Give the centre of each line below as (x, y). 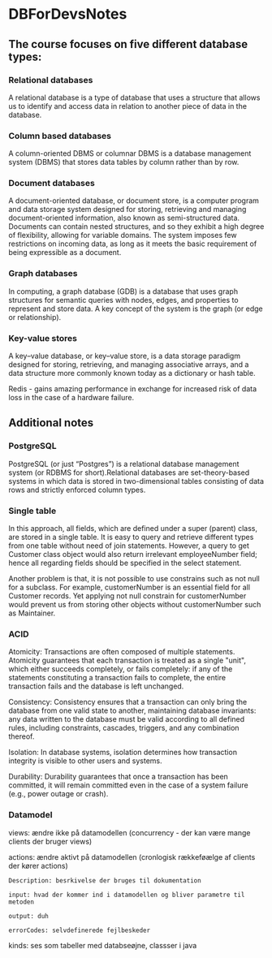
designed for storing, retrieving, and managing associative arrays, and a (129, 365)
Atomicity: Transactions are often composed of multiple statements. (122, 652)
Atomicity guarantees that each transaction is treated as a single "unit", (127, 660)
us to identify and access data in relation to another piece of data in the (128, 106)
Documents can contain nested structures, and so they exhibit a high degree (136, 227)
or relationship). (35, 317)
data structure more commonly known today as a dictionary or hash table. (132, 373)
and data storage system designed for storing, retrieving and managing (127, 209)
